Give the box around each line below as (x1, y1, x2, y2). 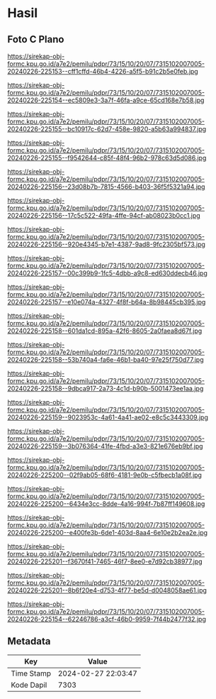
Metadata (7, 635, 51, 647)
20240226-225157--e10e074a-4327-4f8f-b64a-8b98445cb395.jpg (7, 298, 206, 306)
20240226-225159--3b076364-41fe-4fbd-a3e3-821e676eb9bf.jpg (7, 442, 203, 450)
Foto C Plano (7, 33, 64, 45)
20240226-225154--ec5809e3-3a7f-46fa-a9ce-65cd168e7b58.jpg (7, 96, 205, 104)
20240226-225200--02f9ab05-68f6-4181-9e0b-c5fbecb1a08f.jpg (7, 470, 202, 479)
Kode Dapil (11, 680, 47, 690)
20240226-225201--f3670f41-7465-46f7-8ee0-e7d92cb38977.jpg (7, 557, 203, 566)
